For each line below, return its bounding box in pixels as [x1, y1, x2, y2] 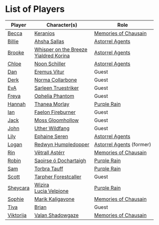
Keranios [34, 30, 55, 37]
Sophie [7, 195, 24, 202]
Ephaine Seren [34, 133, 68, 140]
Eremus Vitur [34, 68, 65, 75]
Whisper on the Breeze [34, 46, 87, 53]
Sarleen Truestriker [34, 84, 79, 91]
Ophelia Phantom [34, 92, 75, 99]
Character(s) [46, 21, 78, 28]
